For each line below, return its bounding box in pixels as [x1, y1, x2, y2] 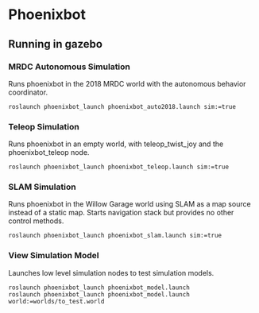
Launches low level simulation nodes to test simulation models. [8, 268, 215, 277]
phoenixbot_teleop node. [8, 148, 90, 157]
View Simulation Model [8, 250, 99, 261]
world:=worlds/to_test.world [8, 297, 105, 305]
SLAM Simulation [8, 181, 77, 192]
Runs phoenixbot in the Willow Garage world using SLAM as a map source [8, 199, 252, 209]
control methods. [8, 216, 64, 226]
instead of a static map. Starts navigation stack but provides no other [8, 208, 234, 218]
